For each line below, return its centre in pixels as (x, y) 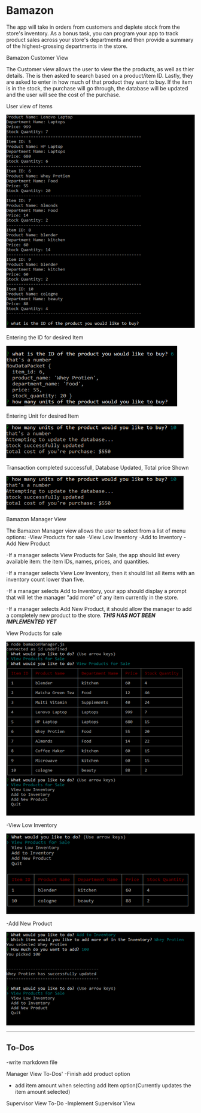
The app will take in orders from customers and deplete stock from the (93, 27)
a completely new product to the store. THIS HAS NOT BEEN (81, 615)
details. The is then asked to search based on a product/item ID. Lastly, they (100, 75)
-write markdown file (32, 1062)
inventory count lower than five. (45, 579)
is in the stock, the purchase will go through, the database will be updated (97, 88)
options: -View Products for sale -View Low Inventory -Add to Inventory (94, 537)
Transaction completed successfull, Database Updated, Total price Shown (98, 467)
